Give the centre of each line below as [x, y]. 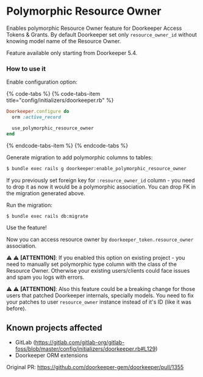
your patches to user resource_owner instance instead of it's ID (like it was [99, 302]
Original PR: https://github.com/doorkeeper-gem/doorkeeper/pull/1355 [95, 367]
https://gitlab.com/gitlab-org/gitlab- [80, 342]
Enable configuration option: [42, 82]
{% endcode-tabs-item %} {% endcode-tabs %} [67, 145]
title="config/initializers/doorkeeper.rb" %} [60, 100]
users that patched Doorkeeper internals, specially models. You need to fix [100, 296]
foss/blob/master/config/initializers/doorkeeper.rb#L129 [85, 349]
